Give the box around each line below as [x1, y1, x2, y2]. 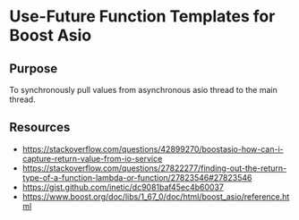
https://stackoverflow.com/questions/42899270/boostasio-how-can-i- [21, 143, 284, 154]
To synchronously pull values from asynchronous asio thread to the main [9, 85, 278, 95]
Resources [9, 120, 71, 135]
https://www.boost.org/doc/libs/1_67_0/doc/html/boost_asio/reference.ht [21, 190, 290, 202]
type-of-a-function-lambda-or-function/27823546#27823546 [21, 172, 252, 182]
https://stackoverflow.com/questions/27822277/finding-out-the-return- [21, 163, 287, 173]
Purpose [9, 61, 58, 76]
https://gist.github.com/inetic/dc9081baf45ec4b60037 [21, 182, 224, 192]
